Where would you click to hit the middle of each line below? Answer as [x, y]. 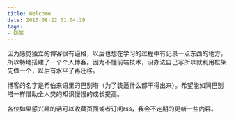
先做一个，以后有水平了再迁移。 [53, 71]
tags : [15, 26]
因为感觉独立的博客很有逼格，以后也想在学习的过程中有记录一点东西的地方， [117, 53]
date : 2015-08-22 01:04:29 [46, 20]
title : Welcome [29, 13]
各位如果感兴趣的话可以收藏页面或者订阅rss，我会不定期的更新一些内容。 [112, 109]
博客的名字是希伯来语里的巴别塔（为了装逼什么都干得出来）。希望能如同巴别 [116, 85]
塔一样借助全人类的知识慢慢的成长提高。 [65, 94]
